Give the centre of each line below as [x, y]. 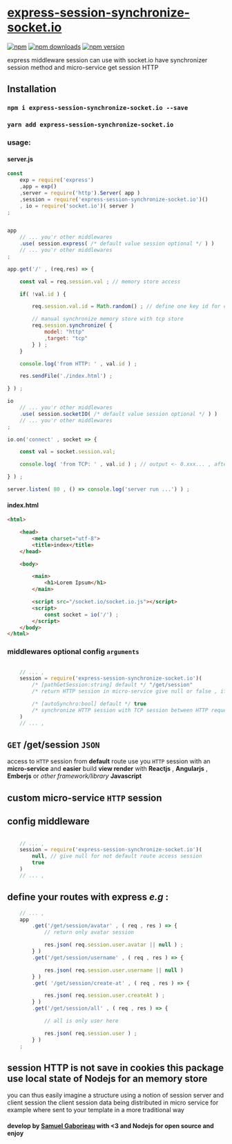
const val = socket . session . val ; [68, 452]
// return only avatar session [89, 932]
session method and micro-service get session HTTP [83, 67]
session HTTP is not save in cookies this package [116, 1068]
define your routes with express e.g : [88, 897]
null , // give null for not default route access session [117, 856]
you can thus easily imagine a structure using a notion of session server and [116, 1096]
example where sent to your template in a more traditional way [96, 1110]
